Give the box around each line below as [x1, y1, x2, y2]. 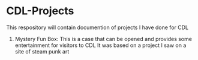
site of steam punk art [14, 48, 70, 55]
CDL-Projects [6, 4, 74, 18]
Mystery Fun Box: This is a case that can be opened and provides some [14, 35, 192, 42]
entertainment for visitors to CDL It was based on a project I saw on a [14, 42, 187, 49]
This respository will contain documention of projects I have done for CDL [6, 24, 189, 31]
